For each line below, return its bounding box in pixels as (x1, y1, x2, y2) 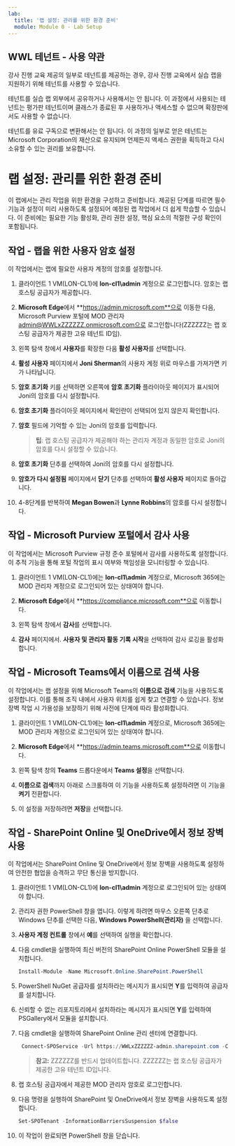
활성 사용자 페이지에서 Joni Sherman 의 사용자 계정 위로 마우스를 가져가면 (17, 358, 220, 368)
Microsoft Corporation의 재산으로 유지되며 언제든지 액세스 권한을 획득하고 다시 (8, 136, 225, 144)
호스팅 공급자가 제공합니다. (17, 288, 92, 296)
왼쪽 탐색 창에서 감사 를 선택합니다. (17, 620, 112, 629)
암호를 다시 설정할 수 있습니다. (35, 445, 118, 453)
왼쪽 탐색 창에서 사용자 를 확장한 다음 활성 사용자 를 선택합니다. (17, 344, 186, 352)
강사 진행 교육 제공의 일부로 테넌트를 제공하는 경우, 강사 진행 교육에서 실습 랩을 (8, 71, 222, 79)
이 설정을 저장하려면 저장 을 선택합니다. (17, 804, 123, 813)
